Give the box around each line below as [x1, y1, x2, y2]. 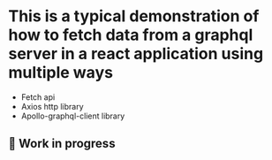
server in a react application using [8, 44, 264, 64]
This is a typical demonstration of [8, 6, 260, 27]
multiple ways [8, 63, 114, 83]
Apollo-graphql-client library [20, 110, 125, 121]
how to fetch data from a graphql [8, 25, 253, 45]
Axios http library [20, 101, 85, 111]
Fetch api [20, 91, 56, 103]
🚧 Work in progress [8, 136, 116, 151]
